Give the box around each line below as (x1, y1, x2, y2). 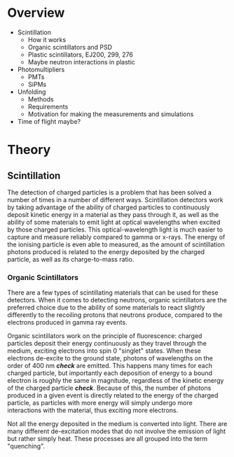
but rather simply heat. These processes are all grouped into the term (7, 435, 208, 443)
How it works (27, 35, 67, 43)
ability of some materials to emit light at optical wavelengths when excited (7, 218, 221, 226)
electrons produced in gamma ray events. (7, 318, 128, 327)
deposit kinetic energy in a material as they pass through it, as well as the (7, 210, 219, 218)
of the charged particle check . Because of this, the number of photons (7, 384, 212, 393)
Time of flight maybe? (17, 117, 81, 125)
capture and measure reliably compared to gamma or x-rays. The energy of (7, 232, 226, 241)
